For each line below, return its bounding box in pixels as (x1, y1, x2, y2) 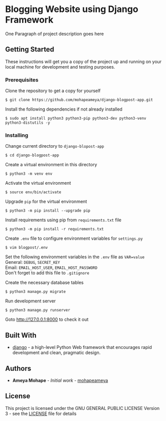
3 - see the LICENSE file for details (5, 410, 76, 416)
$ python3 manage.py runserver (5, 308, 70, 313)
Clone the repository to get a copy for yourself (5, 88, 101, 94)
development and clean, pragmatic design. (12, 349, 101, 356)
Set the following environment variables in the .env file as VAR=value (5, 254, 145, 260)
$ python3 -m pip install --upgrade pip (5, 208, 91, 213)
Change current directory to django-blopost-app (5, 143, 104, 149)
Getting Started (5, 45, 54, 54)
